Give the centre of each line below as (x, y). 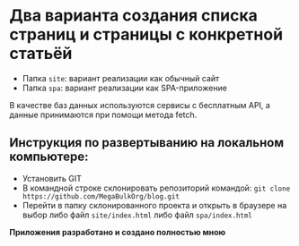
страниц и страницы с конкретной (146, 34)
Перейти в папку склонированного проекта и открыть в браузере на (154, 205)
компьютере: (49, 157)
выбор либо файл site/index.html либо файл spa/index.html (137, 215)
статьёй (41, 54)
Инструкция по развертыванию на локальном (147, 143)
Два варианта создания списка (133, 16)
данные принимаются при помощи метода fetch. (103, 115)
